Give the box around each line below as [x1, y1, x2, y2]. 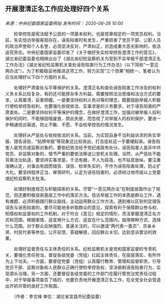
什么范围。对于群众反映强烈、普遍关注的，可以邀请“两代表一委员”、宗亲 [5, 223, 152, 229]
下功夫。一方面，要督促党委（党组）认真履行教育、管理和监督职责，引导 [13, 259, 161, 264]
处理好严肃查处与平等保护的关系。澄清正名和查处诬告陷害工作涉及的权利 [13, 85, 161, 90]
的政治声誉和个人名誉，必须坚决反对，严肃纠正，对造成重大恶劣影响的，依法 [5, 43, 161, 49]
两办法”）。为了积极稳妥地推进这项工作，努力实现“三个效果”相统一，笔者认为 [5, 68, 161, 74]
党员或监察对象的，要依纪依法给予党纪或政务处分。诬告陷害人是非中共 [18, 145, 161, 151]
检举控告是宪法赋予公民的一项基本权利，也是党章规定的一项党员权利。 [13, 31, 157, 37]
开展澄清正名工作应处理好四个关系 [5, 4, 109, 13]
